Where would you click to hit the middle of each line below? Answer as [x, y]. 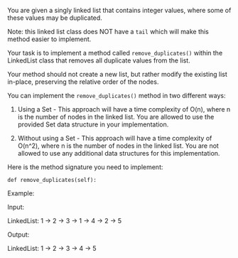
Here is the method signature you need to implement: [85, 167]
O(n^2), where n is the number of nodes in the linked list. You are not [118, 146]
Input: [16, 207]
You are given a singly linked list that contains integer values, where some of [119, 10]
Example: [21, 193]
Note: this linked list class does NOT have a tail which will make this [108, 32]
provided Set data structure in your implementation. [93, 124]
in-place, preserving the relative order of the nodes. [83, 82]
